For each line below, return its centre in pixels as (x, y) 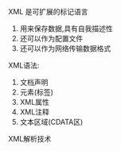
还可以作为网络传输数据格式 (65, 48)
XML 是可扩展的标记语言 (49, 12)
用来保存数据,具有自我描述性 (66, 29)
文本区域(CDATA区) (51, 122)
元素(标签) (37, 92)
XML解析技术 (30, 139)
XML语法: (24, 65)
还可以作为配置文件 (51, 39)
